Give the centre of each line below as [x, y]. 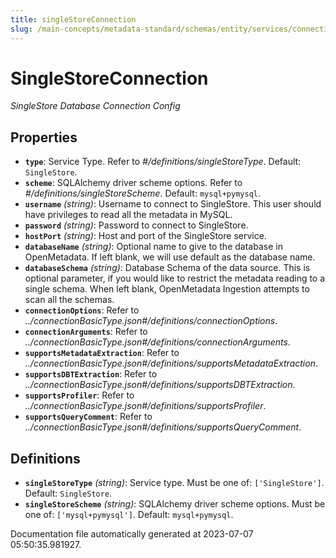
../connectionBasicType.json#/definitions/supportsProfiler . [145, 406]
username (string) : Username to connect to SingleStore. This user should [173, 204]
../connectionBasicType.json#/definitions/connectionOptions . [151, 321]
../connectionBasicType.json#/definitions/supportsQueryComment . [163, 427]
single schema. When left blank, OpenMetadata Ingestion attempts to [167, 289]
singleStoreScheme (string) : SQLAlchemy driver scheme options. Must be [175, 504]
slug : [21, 29]
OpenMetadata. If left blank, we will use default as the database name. [170, 257]
